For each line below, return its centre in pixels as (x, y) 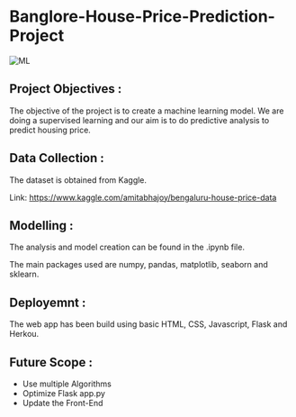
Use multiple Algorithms (67, 384)
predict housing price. (50, 130)
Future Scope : (51, 362)
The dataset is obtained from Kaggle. (78, 180)
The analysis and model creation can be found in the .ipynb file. (127, 247)
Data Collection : (57, 158)
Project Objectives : (66, 89)
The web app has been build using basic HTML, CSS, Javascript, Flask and (148, 324)
